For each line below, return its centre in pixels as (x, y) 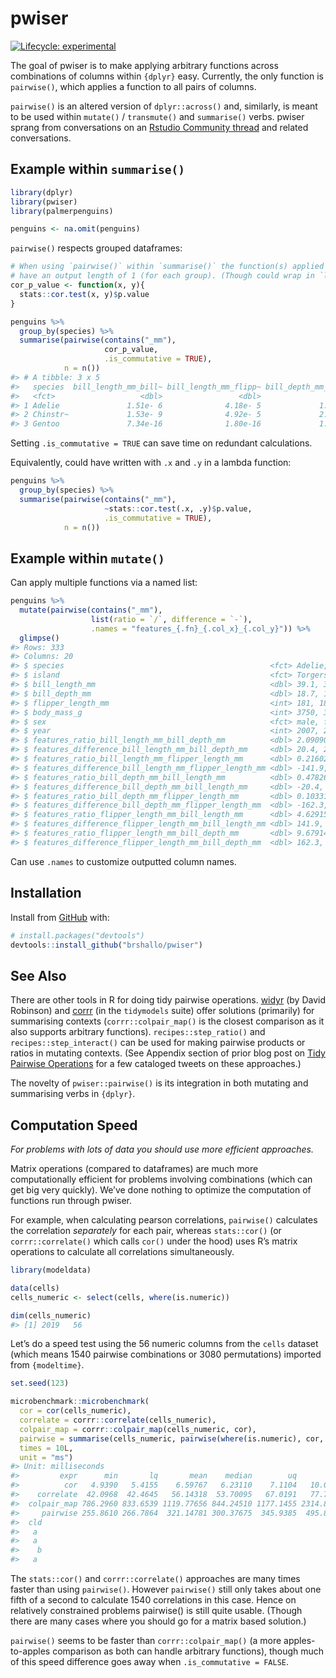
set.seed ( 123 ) (40, 1383)
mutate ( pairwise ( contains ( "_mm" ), (91, 610)
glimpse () (39, 638)
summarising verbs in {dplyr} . (73, 1094)
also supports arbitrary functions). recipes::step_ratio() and (138, 1032)
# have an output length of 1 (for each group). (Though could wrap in (162, 276)
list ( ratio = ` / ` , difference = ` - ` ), (171, 619)
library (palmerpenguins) (62, 211)
